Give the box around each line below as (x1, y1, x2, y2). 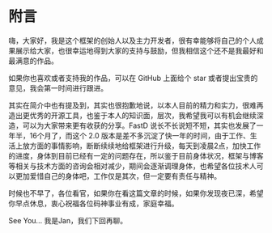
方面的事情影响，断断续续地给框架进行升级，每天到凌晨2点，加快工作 (29, 141, 261, 150)
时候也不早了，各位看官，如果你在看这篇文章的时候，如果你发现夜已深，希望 (8, 188, 264, 198)
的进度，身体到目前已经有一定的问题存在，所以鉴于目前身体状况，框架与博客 (8, 150, 264, 160)
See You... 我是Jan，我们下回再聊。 (8, 215, 128, 225)
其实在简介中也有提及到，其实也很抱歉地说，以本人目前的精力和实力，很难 (8, 100, 257, 110)
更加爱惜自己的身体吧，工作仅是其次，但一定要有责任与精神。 (15, 171, 221, 180)
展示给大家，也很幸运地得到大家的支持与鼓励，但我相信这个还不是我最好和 (15, 45, 264, 55)
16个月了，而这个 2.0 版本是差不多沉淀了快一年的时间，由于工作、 (29, 130, 251, 140)
